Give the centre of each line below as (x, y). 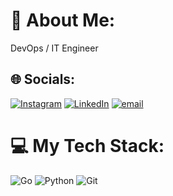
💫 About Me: (63, 20)
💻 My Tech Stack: (87, 145)
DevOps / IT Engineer (54, 48)
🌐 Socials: (43, 79)
